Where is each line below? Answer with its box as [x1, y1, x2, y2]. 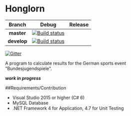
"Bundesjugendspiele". [5, 65, 52, 71]
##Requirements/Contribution [5, 84, 66, 90]
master [8, 29, 26, 36]
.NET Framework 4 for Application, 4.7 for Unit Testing [12, 105, 124, 111]
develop [7, 37, 27, 44]
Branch [8, 21, 26, 28]
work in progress [5, 75, 41, 81]
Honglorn [5, 3, 45, 14]
